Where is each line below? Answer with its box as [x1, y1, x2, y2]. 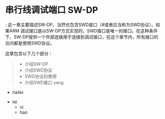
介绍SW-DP [24, 61, 48, 67]
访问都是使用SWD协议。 [5, 40, 54, 46]
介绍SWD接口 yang [24, 79, 64, 85]
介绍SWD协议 [24, 67, 53, 73]
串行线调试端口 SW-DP [5, 4, 98, 16]
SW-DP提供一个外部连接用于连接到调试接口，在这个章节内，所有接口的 [13, 34, 159, 40]
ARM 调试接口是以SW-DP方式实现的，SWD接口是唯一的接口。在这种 [9, 28, 149, 33]
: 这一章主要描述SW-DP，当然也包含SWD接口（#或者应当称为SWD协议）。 [5, 22, 156, 28]
